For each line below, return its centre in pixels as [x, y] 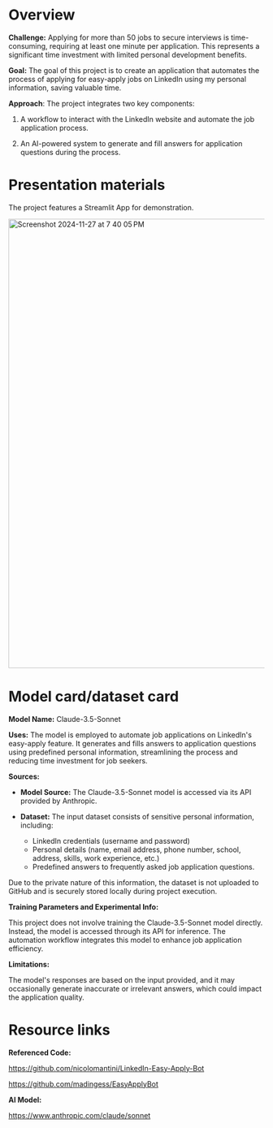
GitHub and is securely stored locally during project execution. [113, 891]
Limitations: [29, 964]
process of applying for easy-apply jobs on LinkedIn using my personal [127, 79]
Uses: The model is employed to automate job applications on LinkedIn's [130, 735]
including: [37, 825]
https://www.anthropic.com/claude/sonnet [80, 1115]
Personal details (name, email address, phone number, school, [136, 849]
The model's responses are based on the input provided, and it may [122, 979]
